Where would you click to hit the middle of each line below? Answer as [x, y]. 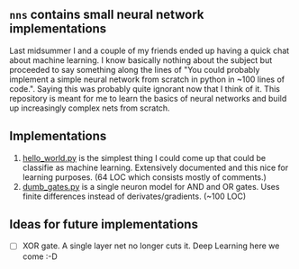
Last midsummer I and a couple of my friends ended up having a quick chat [149, 50]
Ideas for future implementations [104, 224]
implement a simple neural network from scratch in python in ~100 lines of [147, 79]
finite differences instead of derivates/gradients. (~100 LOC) [134, 196]
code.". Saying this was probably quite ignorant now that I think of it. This [145, 88]
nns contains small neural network [107, 15]
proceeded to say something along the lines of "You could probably [135, 69]
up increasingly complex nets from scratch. [90, 108]
